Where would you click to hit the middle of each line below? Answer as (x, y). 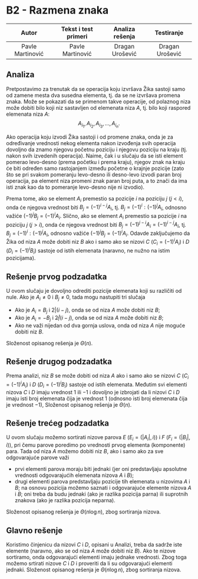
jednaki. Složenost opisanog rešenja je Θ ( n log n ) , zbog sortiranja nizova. (94, 570)
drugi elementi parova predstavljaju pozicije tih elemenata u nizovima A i (102, 482)
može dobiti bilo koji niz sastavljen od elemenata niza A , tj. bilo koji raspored (98, 107)
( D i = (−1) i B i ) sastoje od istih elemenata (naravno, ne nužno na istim (88, 251)
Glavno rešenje (34, 530)
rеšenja (124, 36)
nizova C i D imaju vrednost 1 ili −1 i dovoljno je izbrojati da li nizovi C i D (93, 392)
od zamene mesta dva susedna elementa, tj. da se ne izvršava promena (93, 95)
